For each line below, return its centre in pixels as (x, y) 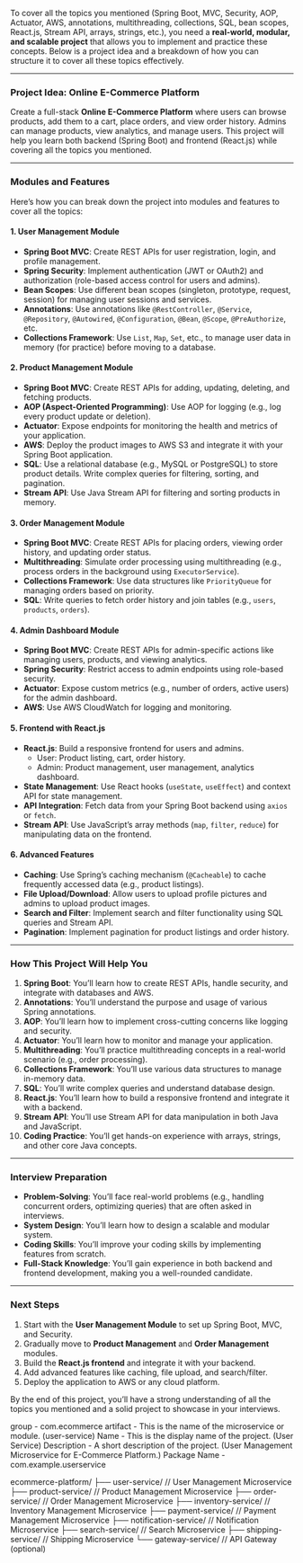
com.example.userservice (58, 1464)
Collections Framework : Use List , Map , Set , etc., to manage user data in (157, 337)
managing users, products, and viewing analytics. (115, 660)
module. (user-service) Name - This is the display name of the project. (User (152, 1435)
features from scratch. (65, 1254)
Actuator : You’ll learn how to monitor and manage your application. (148, 1041)
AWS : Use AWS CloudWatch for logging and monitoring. (127, 707)
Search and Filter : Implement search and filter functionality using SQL (153, 912)
